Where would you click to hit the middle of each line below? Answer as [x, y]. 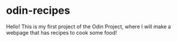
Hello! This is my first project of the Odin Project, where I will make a [88, 26]
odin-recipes [38, 11]
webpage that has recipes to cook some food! [62, 32]
